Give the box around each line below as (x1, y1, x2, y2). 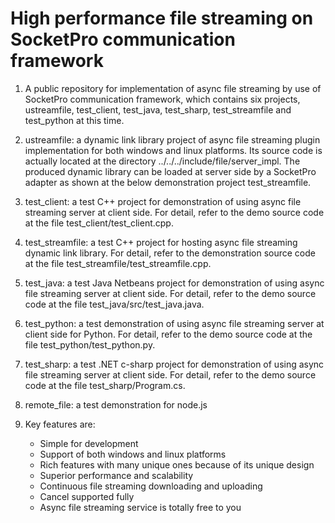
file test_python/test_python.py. (24, 338, 156, 351)
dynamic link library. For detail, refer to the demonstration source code (24, 247, 316, 259)
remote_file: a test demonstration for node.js (24, 398, 208, 411)
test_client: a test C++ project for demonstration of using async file (24, 195, 302, 207)
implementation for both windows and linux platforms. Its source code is (24, 144, 323, 156)
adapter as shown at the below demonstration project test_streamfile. (24, 176, 312, 188)
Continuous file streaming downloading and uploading (39, 480, 263, 492)
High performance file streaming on (10, 7, 314, 30)
